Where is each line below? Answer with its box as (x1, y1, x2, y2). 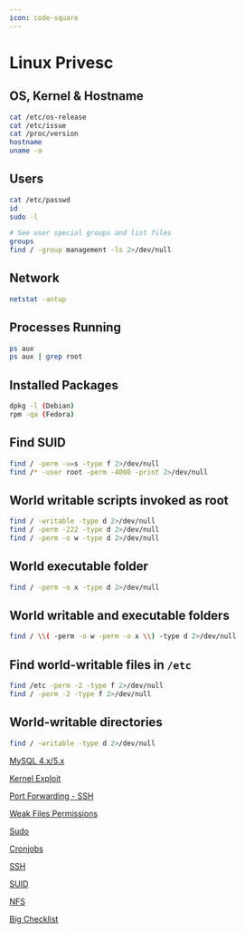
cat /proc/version (9, 129, 79, 139)
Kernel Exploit (9, 772, 61, 783)
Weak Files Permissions (9, 808, 98, 819)
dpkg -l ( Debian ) (9, 401, 75, 411)
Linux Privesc (9, 52, 114, 73)
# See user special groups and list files (9, 229, 172, 238)
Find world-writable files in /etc (9, 657, 192, 673)
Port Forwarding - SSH (9, 791, 94, 801)
